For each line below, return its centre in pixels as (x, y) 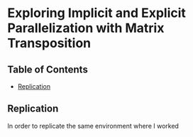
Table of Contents (48, 69)
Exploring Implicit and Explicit (97, 13)
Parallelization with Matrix (86, 28)
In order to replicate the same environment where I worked (93, 126)
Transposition (49, 43)
